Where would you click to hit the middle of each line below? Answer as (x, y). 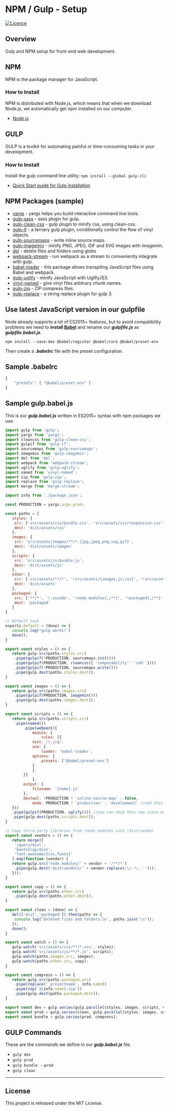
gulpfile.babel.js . (23, 332)
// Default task (22, 621)
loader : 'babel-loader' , (67, 752)
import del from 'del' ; (30, 459)
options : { (44, 756)
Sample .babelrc (31, 367)
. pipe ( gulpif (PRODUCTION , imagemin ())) (56, 696)
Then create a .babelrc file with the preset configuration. (64, 351)
